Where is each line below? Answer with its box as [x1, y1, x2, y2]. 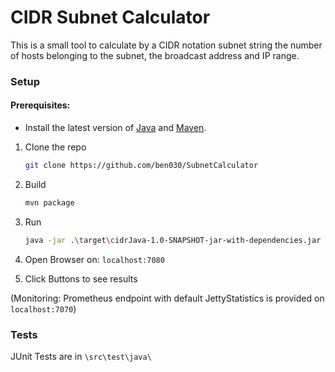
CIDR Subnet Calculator [10, 6, 211, 29]
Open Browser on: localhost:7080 [24, 253, 165, 265]
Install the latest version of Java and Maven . [24, 122, 207, 134]
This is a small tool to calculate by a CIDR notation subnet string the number [10, 39, 323, 51]
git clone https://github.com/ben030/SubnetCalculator [24, 161, 259, 171]
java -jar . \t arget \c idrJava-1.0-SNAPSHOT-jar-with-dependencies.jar [24, 235, 322, 245]
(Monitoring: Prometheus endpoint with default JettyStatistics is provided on [10, 292, 325, 304]
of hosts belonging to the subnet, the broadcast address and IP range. [10, 49, 300, 61]
